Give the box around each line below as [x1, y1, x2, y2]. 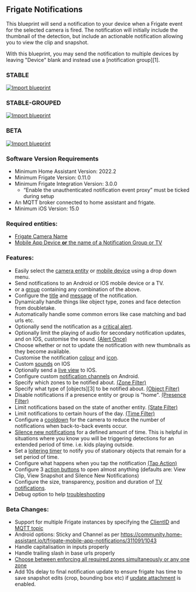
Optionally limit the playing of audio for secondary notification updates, [14, 329, 186, 336]
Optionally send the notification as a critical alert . [14, 323, 133, 330]
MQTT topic [14, 524, 44, 531]
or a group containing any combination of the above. [14, 286, 142, 293]
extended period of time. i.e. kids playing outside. [14, 441, 134, 448]
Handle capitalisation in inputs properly [14, 543, 109, 550]
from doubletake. [14, 304, 57, 311]
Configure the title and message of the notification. [14, 292, 138, 299]
